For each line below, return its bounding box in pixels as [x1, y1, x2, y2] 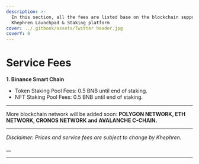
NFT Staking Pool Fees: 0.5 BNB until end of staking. [14, 94, 143, 101]
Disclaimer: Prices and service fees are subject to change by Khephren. [6, 134, 182, 141]
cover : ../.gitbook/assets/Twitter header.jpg [6, 25, 123, 31]
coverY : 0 [6, 31, 31, 37]
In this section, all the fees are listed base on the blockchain [11, 14, 179, 20]
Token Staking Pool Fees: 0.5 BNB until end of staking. [14, 87, 148, 95]
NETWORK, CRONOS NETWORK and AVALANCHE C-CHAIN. [6, 117, 158, 124]
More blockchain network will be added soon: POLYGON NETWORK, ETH [6, 111, 185, 118]
